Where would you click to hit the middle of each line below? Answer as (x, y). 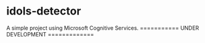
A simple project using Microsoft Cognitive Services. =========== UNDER (103, 28)
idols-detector (44, 11)
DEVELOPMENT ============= (50, 34)
